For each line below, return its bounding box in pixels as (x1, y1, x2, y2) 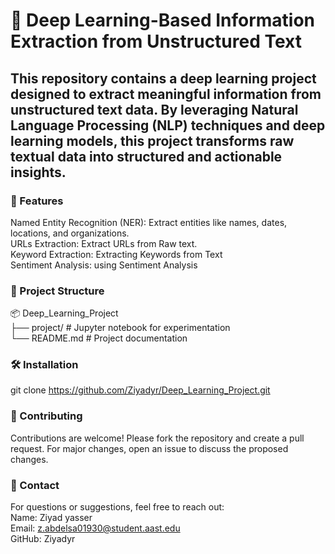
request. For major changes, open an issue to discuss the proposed (10, 442, 289, 454)
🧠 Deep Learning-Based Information (10, 9, 316, 32)
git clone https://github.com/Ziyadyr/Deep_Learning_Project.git (10, 384, 271, 396)
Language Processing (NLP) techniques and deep (10, 117, 326, 134)
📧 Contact (10, 478, 60, 492)
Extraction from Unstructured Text (10, 30, 302, 53)
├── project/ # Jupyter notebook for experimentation (10, 322, 231, 334)
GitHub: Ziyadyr (10, 533, 76, 545)
